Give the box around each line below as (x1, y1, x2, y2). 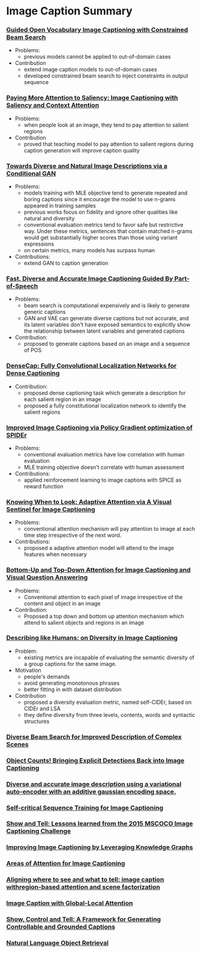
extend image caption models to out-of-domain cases (23, 66, 157, 73)
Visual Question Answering (6, 573, 88, 582)
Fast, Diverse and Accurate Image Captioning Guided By (6, 274, 173, 283)
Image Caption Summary (6, 4, 133, 18)
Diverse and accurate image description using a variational (6, 779, 182, 788)
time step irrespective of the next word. (23, 531, 122, 539)
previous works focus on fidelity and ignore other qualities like (23, 208, 178, 216)
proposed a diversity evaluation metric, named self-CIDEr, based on (23, 698, 192, 706)
